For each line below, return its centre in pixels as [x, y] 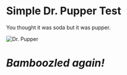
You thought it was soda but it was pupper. [58, 27]
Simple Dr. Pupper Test [64, 11]
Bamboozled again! [55, 63]
